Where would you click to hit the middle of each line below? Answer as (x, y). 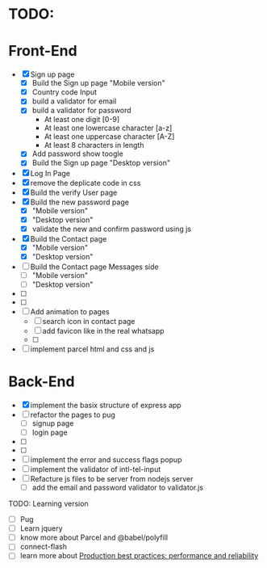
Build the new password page (79, 202)
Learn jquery (41, 528)
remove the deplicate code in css (86, 183)
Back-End (42, 382)
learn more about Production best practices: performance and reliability (139, 556)
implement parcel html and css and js (92, 349)
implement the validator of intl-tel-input (96, 469)
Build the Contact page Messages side (94, 267)
